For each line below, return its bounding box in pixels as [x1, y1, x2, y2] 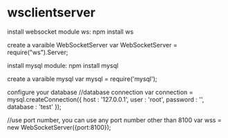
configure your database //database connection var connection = [7, 88, 193, 96]
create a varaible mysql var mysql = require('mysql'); [7, 74, 158, 83]
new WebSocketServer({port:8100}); [7, 123, 112, 131]
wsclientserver [7, 5, 95, 21]
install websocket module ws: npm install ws [7, 27, 134, 36]
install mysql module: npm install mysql [7, 61, 119, 69]
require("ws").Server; [7, 48, 68, 56]
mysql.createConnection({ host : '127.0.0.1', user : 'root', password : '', [7, 95, 205, 104]
